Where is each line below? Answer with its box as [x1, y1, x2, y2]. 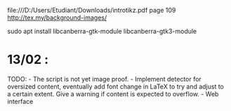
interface [7, 97, 34, 105]
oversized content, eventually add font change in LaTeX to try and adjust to [7, 82, 225, 91]
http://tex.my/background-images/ [7, 13, 107, 22]
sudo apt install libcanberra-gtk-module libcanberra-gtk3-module [7, 27, 197, 35]
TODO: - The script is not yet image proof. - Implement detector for [7, 74, 202, 83]
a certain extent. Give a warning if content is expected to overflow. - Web [7, 89, 219, 98]
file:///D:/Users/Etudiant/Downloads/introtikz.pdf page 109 [7, 6, 176, 14]
